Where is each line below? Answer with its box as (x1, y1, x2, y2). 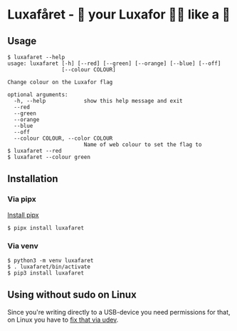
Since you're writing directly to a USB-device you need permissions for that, (7, 307, 231, 316)
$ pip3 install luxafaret (7, 269, 84, 277)
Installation (7, 173, 58, 185)
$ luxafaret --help (7, 54, 65, 61)
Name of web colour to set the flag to (83, 141, 202, 148)
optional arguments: (7, 91, 69, 98)
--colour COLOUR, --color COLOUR (14, 135, 113, 142)
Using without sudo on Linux (7, 289, 137, 301)
